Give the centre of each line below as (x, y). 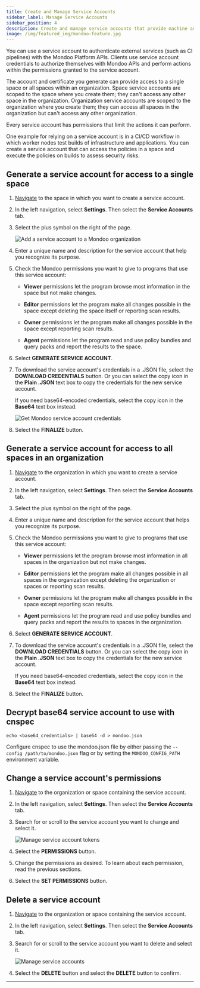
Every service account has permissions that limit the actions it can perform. (99, 125)
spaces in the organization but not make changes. (85, 561)
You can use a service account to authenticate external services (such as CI (99, 51)
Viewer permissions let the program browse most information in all (106, 556)
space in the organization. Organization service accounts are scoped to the (99, 101)
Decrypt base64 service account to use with (90, 712)
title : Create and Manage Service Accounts (61, 12)
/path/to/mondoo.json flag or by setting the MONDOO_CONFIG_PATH (102, 753)
